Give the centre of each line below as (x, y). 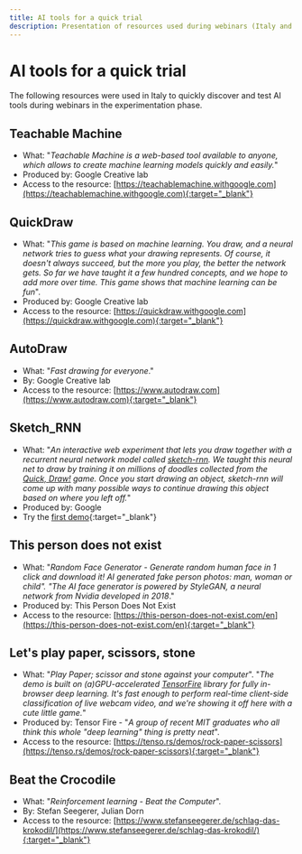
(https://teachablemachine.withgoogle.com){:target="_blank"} (138, 194)
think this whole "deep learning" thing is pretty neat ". (121, 732)
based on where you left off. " (77, 497)
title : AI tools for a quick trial (76, 18)
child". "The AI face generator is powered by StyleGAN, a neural (142, 586)
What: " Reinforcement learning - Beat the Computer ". (122, 802)
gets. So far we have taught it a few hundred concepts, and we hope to (155, 273)
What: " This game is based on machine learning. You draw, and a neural (157, 244)
